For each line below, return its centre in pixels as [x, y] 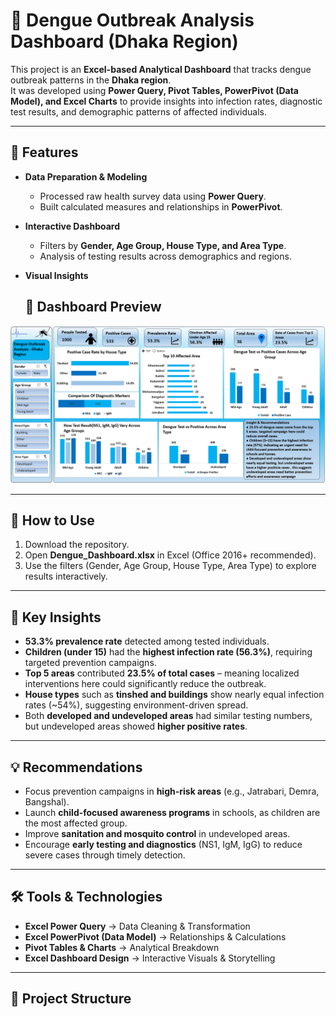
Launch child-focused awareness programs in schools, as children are [172, 812]
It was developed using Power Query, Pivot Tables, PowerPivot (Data [154, 90]
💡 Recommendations [76, 767]
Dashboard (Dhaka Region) [124, 41]
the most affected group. [76, 823]
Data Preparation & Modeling [86, 176]
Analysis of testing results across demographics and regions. [165, 256]
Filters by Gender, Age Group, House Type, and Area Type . [163, 245]
